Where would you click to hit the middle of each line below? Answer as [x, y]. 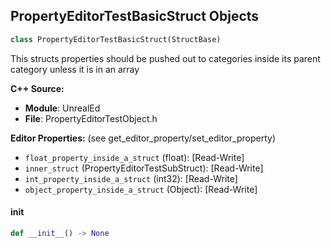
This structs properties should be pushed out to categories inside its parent [165, 58]
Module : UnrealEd [62, 108]
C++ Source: [37, 88]
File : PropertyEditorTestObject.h [91, 118]
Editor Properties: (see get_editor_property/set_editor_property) [143, 138]
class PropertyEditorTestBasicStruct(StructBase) [116, 39]
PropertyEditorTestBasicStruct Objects [135, 16]
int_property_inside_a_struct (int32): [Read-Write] [131, 178]
